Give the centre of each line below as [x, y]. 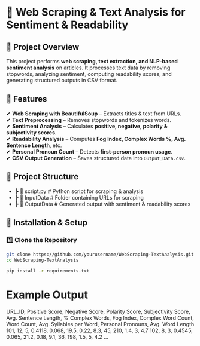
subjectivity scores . [31, 132]
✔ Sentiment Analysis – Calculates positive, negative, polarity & [87, 126]
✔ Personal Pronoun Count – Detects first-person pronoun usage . [89, 151]
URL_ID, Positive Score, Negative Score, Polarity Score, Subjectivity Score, [98, 311]
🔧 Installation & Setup [47, 223]
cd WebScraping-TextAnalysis [43, 260]
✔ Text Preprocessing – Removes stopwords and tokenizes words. [89, 120]
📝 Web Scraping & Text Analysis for [96, 12]
